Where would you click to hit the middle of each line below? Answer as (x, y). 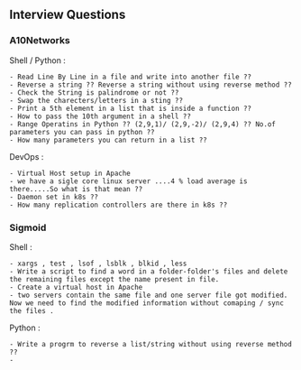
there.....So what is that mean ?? (76, 189)
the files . (32, 310)
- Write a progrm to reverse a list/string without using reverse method (151, 344)
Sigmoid (28, 227)
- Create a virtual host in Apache (76, 287)
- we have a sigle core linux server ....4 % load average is (128, 181)
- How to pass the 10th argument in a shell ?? (100, 116)
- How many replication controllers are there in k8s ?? (119, 205)
